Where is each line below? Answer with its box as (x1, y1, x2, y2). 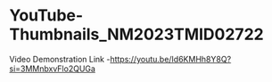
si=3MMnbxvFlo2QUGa (9, 63, 96, 74)
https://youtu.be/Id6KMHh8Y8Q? (110, 53, 232, 64)
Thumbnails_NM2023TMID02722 (9, 24, 265, 45)
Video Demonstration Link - (9, 53, 111, 64)
